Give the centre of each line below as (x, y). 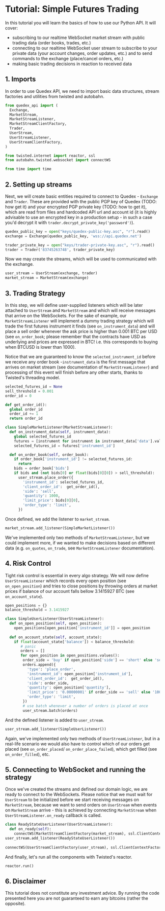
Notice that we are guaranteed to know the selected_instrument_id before (80, 357)
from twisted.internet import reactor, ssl (50, 156)
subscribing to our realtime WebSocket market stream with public (78, 37)
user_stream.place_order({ (46, 477)
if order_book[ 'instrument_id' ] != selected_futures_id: (73, 459)
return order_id (26, 419)
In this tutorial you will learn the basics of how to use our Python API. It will (81, 23)
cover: (12, 28)
